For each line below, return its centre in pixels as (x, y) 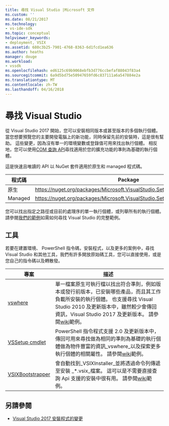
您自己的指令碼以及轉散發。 (34, 261)
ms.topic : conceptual (28, 33)
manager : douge (21, 57)
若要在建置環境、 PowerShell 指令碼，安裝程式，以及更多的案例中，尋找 (80, 248)
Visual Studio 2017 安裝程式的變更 (48, 418)
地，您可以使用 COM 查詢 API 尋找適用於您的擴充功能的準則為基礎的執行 (79, 149)
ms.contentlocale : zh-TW (31, 84)
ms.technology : (21, 24)
